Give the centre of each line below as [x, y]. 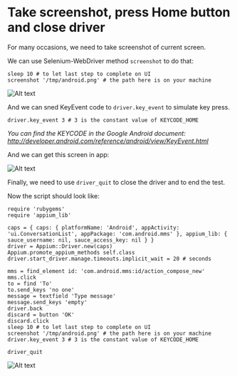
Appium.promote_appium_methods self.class [71, 252]
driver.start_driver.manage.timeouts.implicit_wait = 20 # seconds [110, 259]
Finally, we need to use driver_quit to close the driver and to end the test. [116, 182]
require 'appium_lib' [39, 215]
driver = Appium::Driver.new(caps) [60, 246]
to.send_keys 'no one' [41, 290]
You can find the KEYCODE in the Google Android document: [97, 133]
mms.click [22, 277]
